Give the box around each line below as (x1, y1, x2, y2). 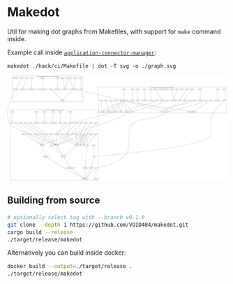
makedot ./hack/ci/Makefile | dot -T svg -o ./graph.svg (7, 62, 176, 70)
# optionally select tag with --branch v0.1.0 (7, 214, 145, 221)
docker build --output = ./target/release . (7, 263, 133, 270)
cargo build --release (7, 228, 73, 236)
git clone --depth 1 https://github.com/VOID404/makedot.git (7, 221, 189, 228)
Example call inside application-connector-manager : (7, 48, 157, 57)
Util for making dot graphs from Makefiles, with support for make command (7, 27, 221, 36)
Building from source (7, 195, 100, 207)
